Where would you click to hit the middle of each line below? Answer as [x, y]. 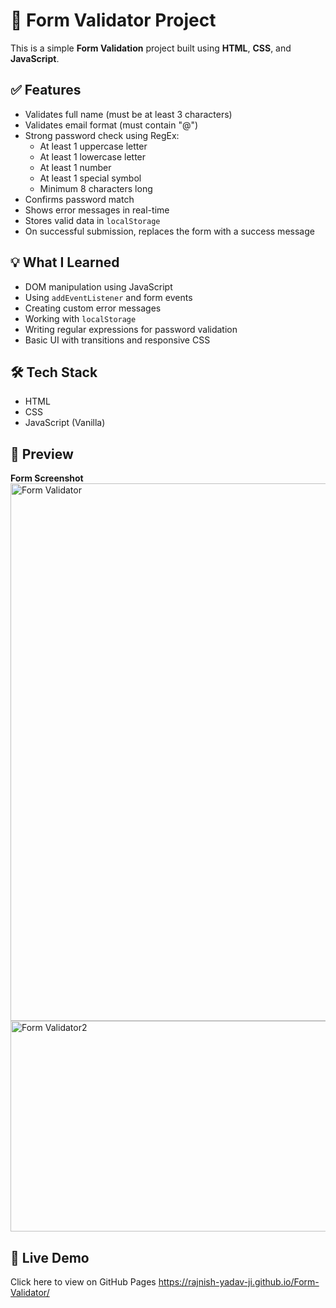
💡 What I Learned [65, 262]
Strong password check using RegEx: [102, 135]
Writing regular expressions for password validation [131, 329]
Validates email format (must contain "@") [111, 125]
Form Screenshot [47, 478]
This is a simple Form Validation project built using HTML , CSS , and [151, 48]
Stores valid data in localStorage [92, 220]
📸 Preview [42, 454]
